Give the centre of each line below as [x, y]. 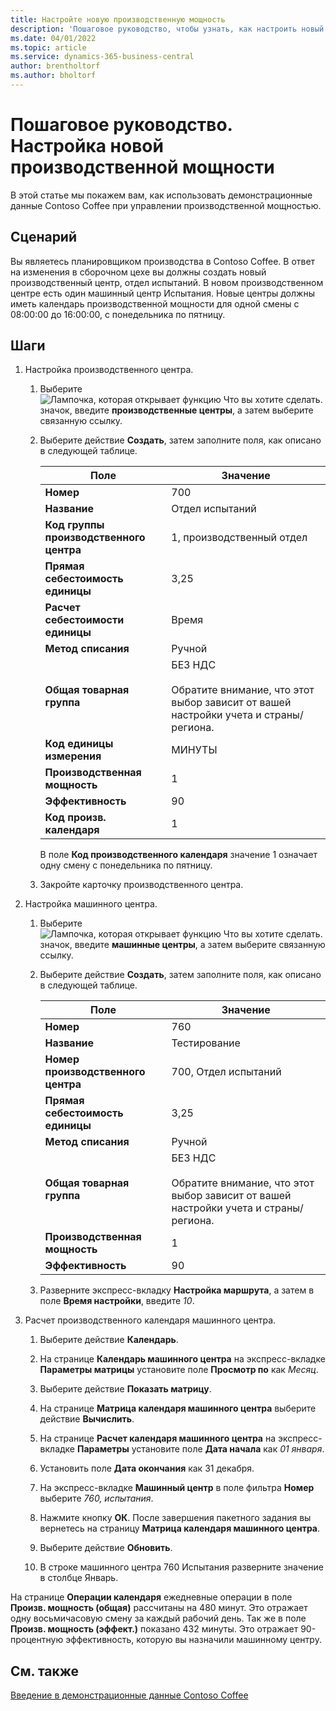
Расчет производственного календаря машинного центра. [150, 1320]
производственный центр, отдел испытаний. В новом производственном [167, 282]
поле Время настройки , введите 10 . [117, 1301]
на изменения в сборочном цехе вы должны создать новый [138, 272]
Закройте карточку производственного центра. [141, 885]
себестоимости [84, 620]
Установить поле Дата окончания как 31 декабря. [147, 1468]
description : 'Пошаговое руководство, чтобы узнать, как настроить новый [167, 29]
